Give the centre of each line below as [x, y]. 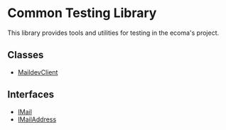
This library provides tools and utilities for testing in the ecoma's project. [113, 33]
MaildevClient [38, 72]
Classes [26, 55]
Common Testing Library [82, 13]
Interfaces [31, 95]
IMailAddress [37, 119]
